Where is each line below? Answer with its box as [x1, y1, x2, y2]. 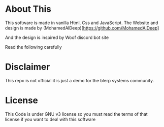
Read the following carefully [5, 44, 62, 50]
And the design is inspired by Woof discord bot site [5, 34, 109, 40]
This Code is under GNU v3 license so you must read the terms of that [5, 111, 148, 117]
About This [5, 3, 52, 15]
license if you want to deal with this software [5, 116, 96, 122]
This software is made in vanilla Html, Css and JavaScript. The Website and [5, 20, 159, 26]
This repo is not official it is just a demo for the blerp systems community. [5, 77, 154, 83]
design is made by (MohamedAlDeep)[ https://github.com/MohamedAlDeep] [5, 25, 159, 31]
